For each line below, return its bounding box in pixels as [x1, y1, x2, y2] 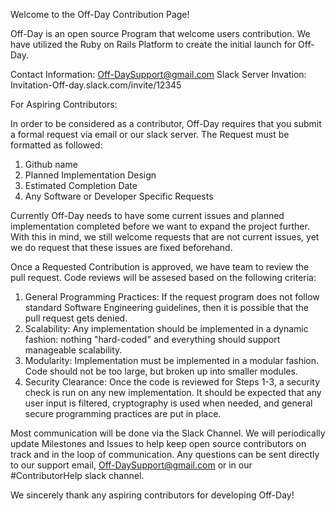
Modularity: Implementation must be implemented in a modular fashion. [24, 355, 320, 366]
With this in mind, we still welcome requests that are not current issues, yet [10, 231, 320, 243]
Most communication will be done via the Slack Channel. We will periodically [10, 427, 326, 439]
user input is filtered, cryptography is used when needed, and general [24, 397, 313, 409]
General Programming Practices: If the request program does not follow [24, 291, 320, 303]
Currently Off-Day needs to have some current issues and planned [10, 210, 285, 221]
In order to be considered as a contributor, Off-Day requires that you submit [10, 118, 322, 129]
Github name [24, 159, 78, 170]
